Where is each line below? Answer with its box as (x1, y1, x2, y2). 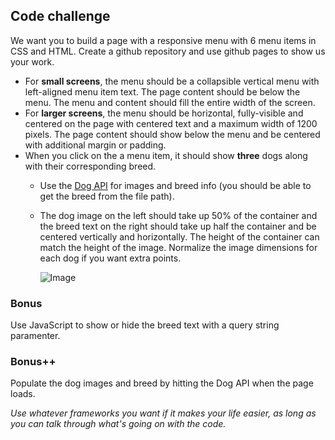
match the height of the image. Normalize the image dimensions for (39, 241, 318, 253)
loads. (10, 388, 36, 400)
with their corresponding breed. (24, 160, 157, 172)
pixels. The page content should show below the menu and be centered (24, 128, 321, 140)
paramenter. (10, 330, 61, 342)
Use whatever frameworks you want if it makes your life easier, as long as (10, 407, 317, 419)
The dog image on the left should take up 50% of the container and (39, 209, 318, 221)
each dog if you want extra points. (39, 252, 182, 264)
